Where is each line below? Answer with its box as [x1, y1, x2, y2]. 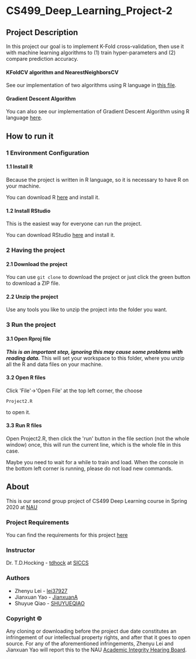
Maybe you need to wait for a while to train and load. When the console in [6, 458, 184, 465]
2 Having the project [6, 246, 66, 254]
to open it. [6, 408, 31, 416]
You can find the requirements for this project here [6, 532, 128, 539]
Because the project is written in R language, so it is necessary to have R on [6, 176, 189, 183]
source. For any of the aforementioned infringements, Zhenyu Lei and [6, 640, 174, 647]
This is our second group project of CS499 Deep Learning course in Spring [6, 497, 187, 504]
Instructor [6, 546, 35, 554]
